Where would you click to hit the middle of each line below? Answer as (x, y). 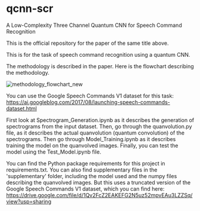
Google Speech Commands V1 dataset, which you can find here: (85, 189)
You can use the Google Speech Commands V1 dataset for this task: (90, 96)
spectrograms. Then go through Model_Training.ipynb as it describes (91, 139)
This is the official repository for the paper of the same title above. (87, 43)
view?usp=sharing (29, 201)
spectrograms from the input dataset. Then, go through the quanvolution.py (99, 126)
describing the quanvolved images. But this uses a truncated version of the (99, 182)
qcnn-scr (30, 9)
